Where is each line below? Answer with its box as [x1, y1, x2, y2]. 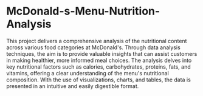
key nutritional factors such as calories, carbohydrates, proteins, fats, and [6, 63, 191, 70]
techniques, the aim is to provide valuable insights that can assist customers [6, 50, 198, 57]
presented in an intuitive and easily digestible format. [6, 82, 139, 89]
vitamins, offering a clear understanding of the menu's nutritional [6, 69, 169, 77]
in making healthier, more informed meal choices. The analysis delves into [6, 57, 192, 64]
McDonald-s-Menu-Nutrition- [6, 4, 160, 18]
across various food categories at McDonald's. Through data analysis [6, 44, 181, 51]
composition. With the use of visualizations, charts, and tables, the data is [6, 76, 191, 83]
